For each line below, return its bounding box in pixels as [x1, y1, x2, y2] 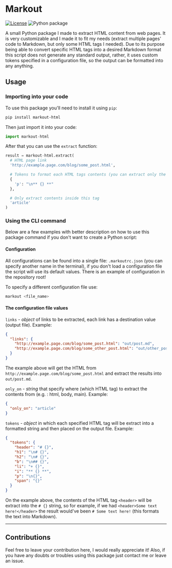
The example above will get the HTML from [5, 365, 96, 371]
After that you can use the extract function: [5, 143, 98, 149]
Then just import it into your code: [5, 124, 77, 130]
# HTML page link [10, 158, 47, 163]
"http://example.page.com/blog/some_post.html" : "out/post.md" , [14, 341, 155, 347]
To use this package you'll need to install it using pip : [5, 105, 118, 111]
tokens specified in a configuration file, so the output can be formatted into [5, 57, 164, 63]
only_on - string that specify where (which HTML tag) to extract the [5, 386, 147, 392]
